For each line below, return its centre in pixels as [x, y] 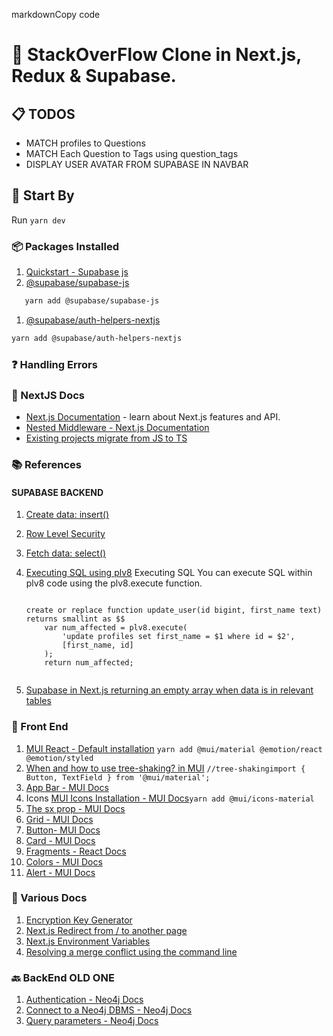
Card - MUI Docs [60, 840]
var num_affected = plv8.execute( [116, 628]
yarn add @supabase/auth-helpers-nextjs [97, 338]
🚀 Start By [43, 195]
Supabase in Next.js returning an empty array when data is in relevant [169, 690]
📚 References [46, 464]
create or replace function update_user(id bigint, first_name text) [174, 610]
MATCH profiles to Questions [85, 143]
